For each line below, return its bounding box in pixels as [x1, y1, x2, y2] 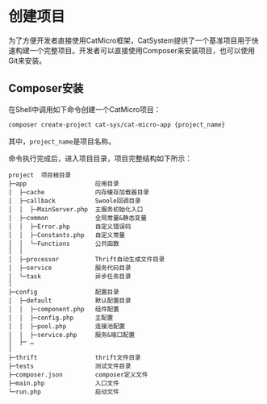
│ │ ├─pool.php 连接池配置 [8, 322, 126, 331]
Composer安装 [8, 81, 84, 95]
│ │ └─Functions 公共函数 [8, 239, 119, 248]
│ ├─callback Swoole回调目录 [8, 197, 141, 205]
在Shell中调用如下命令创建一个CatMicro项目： [8, 104, 161, 114]
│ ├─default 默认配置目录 [8, 296, 131, 305]
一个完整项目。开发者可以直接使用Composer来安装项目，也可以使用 [29, 45, 256, 55]
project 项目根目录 [8, 171, 71, 179]
